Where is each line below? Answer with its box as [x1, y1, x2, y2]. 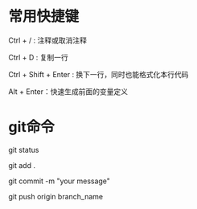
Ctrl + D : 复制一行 [8, 52, 68, 62]
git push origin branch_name [8, 191, 103, 201]
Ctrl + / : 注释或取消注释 [8, 35, 87, 45]
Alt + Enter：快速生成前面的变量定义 [8, 86, 129, 96]
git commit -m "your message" [8, 176, 111, 186]
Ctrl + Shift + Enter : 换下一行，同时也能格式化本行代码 [8, 69, 189, 79]
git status [8, 145, 39, 154]
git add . [8, 160, 36, 170]
